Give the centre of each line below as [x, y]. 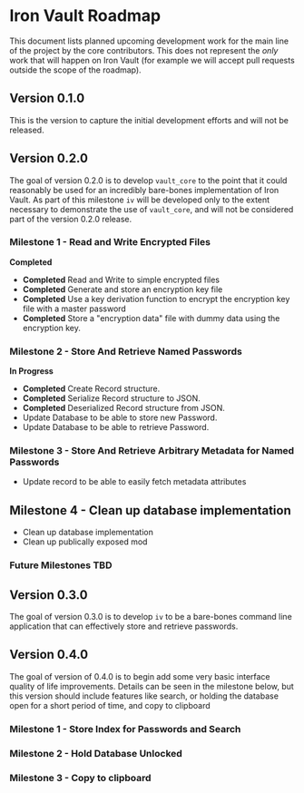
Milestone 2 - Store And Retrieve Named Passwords [126, 351]
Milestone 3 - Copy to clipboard [80, 778]
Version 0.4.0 [49, 655]
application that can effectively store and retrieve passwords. [124, 626]
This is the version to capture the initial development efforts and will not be [149, 120]
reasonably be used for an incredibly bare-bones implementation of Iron [144, 190]
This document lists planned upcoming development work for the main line [149, 41]
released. [27, 130]
